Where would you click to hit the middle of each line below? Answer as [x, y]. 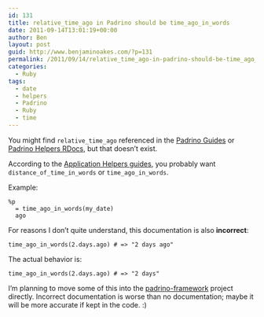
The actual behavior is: [45, 259]
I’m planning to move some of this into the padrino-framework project [121, 288]
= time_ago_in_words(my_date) [64, 208]
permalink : [26, 60]
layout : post [29, 45]
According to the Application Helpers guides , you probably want [112, 164]
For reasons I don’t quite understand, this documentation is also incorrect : [128, 230]
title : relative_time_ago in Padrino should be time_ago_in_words [119, 23]
